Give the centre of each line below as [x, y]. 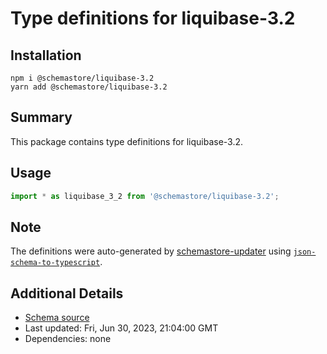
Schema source [57, 318]
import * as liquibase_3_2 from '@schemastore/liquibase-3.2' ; [145, 196]
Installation [46, 55]
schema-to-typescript [55, 263]
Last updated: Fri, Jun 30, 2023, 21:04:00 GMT [121, 328]
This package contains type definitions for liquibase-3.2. [127, 141]
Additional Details [67, 293]
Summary [41, 117]
